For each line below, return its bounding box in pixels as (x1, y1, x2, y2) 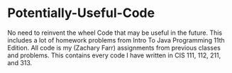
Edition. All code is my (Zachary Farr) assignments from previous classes (7, 43, 221, 52)
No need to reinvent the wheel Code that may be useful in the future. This (7, 28, 222, 37)
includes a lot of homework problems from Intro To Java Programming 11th (7, 35, 225, 44)
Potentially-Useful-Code (7, 5, 155, 21)
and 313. (7, 58, 33, 67)
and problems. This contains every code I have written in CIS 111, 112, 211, (7, 51, 221, 60)
